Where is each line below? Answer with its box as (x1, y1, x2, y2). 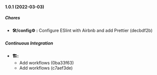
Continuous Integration (5, 40, 53, 46)
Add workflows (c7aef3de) (19, 65, 73, 71)
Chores (5, 15, 20, 21)
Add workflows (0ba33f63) (19, 60, 74, 65)
